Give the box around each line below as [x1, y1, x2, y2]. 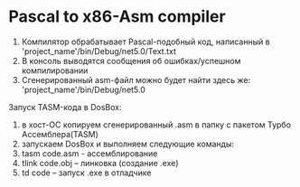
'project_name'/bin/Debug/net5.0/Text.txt [21, 45, 177, 56]
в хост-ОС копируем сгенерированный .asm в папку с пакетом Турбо [21, 119, 291, 130]
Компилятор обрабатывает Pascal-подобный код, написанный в [21, 36, 270, 47]
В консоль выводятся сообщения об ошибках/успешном [21, 55, 241, 66]
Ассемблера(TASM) [21, 128, 98, 139]
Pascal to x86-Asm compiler [8, 6, 227, 27]
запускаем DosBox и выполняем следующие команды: [21, 138, 234, 149]
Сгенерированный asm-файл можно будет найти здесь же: [21, 74, 250, 85]
